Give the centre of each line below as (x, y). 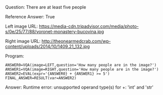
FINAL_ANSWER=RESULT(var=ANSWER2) (41, 78)
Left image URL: (22, 26)
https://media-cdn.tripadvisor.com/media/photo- (89, 26)
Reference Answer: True (30, 17)
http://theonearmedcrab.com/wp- (76, 41)
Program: (15, 56)
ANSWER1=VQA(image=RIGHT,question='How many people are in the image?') (82, 69)
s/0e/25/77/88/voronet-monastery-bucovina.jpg (55, 31)
